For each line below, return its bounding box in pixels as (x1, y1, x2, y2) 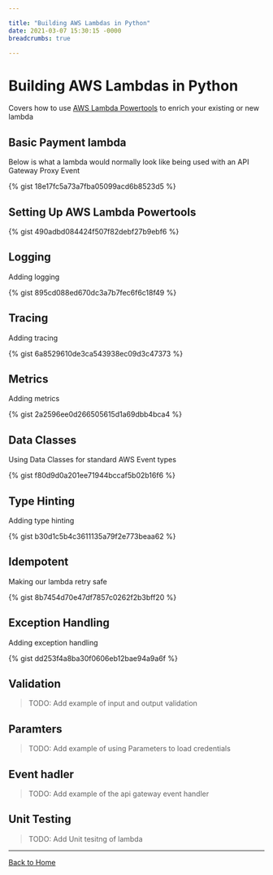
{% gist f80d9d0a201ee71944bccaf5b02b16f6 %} (8, 470, 176, 480)
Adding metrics (8, 394, 60, 404)
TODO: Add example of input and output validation (28, 698, 197, 708)
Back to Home (8, 857, 56, 867)
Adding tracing (8, 333, 58, 343)
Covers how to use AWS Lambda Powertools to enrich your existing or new (8, 103, 260, 113)
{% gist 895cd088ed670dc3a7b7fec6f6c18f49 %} (8, 287, 177, 297)
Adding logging (8, 272, 60, 282)
